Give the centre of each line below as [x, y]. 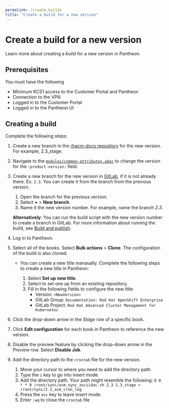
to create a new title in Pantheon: [54, 269]
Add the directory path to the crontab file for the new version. [76, 360]
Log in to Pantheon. [33, 238]
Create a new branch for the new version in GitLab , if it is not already [84, 176]
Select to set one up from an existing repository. [78, 284]
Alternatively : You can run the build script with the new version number [88, 217]
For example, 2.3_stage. [37, 151]
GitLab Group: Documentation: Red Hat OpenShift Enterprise [99, 300]
